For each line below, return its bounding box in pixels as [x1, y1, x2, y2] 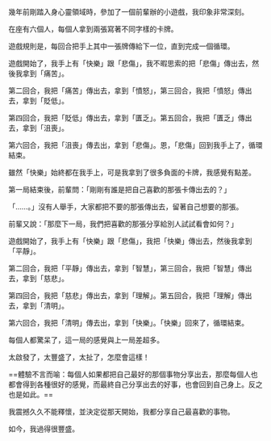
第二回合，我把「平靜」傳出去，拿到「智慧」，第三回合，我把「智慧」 [8, 263, 238, 273]
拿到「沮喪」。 [22, 124, 69, 132]
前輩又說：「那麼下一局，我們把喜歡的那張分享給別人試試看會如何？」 [8, 219, 238, 229]
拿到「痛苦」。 [22, 69, 69, 78]
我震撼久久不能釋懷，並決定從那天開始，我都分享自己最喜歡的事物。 [8, 407, 235, 416]
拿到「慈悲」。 [22, 274, 69, 283]
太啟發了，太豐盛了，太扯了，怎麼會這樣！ [8, 352, 150, 362]
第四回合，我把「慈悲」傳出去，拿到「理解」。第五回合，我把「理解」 [8, 291, 238, 300]
